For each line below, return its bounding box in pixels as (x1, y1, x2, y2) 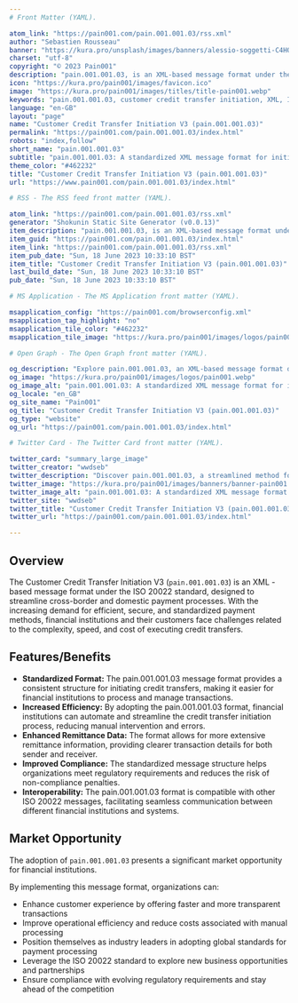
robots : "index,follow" (9, 137, 98, 146)
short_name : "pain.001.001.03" (9, 145, 125, 154)
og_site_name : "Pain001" (9, 397, 101, 407)
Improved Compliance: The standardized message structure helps (21, 758, 268, 768)
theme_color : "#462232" (9, 161, 98, 170)
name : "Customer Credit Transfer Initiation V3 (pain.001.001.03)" (9, 120, 264, 129)
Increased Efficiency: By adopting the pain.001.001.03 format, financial (21, 701, 284, 712)
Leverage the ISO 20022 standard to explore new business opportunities (21, 955, 288, 966)
